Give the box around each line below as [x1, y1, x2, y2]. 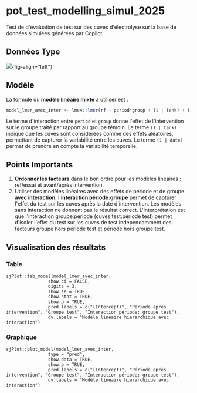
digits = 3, [47, 283, 77, 289]
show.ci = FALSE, [47, 278, 91, 284]
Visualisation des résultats [6, 242, 106, 252]
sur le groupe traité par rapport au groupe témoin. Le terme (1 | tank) [6, 124, 177, 131]
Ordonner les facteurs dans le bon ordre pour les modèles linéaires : [14, 175, 182, 183]
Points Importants [6, 160, 73, 170]
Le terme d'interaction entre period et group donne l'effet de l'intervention [6, 117, 184, 125]
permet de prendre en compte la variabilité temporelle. [6, 143, 138, 150]
